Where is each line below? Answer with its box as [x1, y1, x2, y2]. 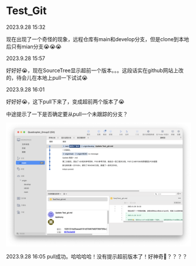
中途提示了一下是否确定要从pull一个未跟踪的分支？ [6, 110, 128, 117]
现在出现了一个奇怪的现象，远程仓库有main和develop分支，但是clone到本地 [6, 35, 190, 42]
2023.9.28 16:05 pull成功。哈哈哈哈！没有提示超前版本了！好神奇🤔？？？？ [6, 252, 188, 260]
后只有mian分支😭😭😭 [6, 43, 62, 50]
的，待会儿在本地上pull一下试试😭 [6, 74, 88, 81]
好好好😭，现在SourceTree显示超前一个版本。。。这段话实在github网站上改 [6, 66, 184, 74]
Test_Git [6, 4, 47, 18]
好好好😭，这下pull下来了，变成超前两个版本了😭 [6, 98, 125, 105]
